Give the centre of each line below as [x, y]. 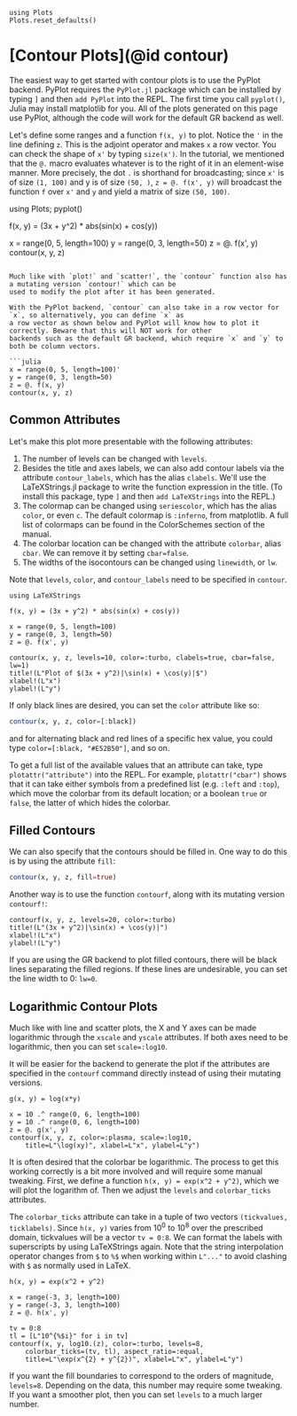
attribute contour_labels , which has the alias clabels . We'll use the [144, 477]
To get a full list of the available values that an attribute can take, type [136, 765]
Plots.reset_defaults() [53, 20]
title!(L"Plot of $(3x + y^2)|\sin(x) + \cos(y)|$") [109, 673]
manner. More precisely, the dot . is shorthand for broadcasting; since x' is [147, 172]
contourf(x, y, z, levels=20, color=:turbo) [93, 920]
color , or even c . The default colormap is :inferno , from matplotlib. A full [155, 515]
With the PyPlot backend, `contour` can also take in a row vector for [144, 307]
